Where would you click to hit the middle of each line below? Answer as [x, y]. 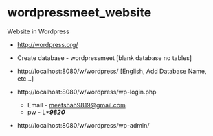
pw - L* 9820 [46, 112]
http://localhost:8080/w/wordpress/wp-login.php [87, 92]
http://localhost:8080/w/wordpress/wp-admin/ [83, 125]
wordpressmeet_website [79, 13]
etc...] [25, 78]
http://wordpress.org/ [47, 44]
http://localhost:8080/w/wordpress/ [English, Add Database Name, [112, 71]
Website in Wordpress [38, 31]
